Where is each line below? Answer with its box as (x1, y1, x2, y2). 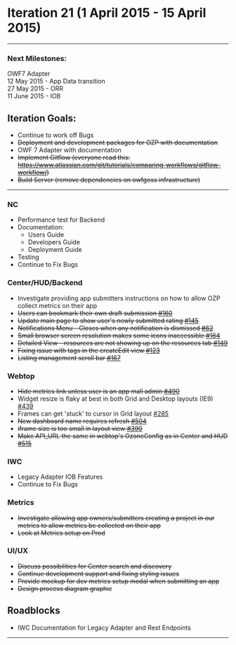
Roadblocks (7, 605, 61, 617)
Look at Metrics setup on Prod (17, 528, 105, 537)
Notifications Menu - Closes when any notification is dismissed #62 (17, 324, 214, 332)
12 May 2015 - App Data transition (7, 77, 105, 86)
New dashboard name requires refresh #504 (17, 416, 147, 425)
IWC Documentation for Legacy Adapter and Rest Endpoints (17, 623, 192, 632)
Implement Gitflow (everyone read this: (17, 153, 131, 162)
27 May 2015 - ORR (7, 84, 63, 93)
